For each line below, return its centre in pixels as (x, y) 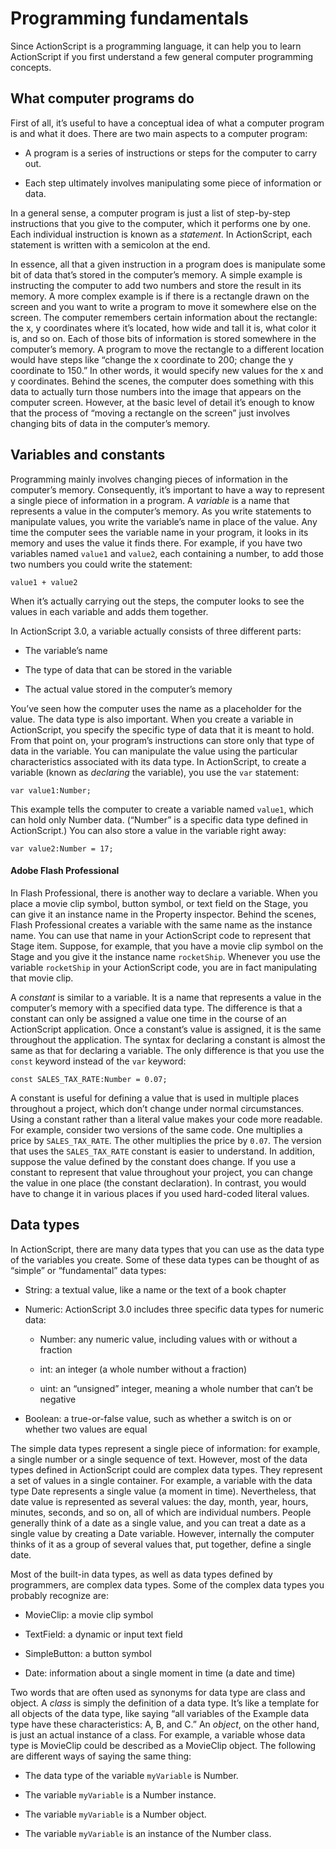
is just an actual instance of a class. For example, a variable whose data (158, 1734)
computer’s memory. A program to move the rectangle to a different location (167, 349)
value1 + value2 (44, 582)
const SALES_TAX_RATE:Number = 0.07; (89, 1079)
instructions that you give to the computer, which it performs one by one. (160, 223)
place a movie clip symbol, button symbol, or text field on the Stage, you (159, 903)
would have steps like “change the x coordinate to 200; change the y (152, 359)
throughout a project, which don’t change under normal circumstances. (157, 1108)
